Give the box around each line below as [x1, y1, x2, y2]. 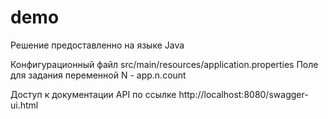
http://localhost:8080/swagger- [178, 88, 309, 100]
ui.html [10, 99, 39, 111]
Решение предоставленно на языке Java [10, 39, 185, 51]
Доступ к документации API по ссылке [10, 88, 177, 100]
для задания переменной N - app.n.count [10, 69, 187, 81]
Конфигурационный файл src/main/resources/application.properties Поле [10, 58, 319, 70]
